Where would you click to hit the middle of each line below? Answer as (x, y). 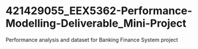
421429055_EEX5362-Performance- (99, 11)
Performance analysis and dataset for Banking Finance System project (92, 40)
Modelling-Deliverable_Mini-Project (96, 23)
